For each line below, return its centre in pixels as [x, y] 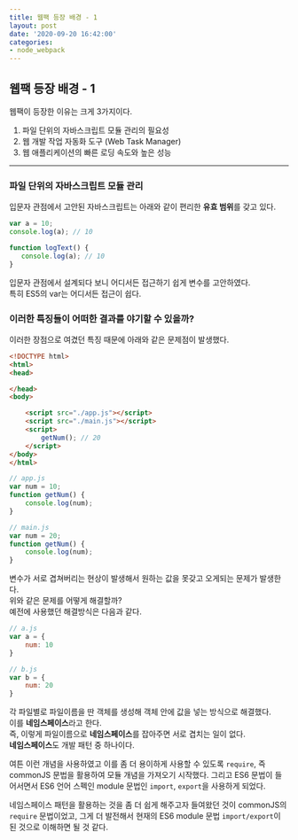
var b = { [27, 677]
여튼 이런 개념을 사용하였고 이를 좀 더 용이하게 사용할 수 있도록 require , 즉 [137, 764]
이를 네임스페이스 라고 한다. [55, 723]
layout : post [33, 26]
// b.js [24, 669]
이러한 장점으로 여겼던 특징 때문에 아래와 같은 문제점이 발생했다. [119, 339]
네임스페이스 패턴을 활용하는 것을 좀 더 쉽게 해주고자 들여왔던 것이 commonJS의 [148, 805]
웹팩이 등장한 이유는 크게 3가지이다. [71, 111]
